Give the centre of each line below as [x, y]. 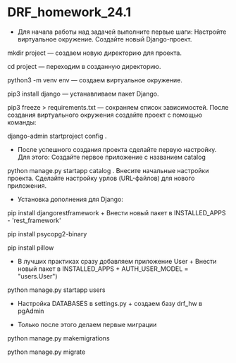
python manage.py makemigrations [59, 338]
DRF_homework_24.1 [69, 12]
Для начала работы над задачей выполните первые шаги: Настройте [122, 32]
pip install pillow [31, 248]
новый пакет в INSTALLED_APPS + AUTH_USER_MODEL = [103, 269]
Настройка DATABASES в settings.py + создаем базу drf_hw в [110, 303]
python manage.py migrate [46, 352]
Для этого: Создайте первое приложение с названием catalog [111, 157]
